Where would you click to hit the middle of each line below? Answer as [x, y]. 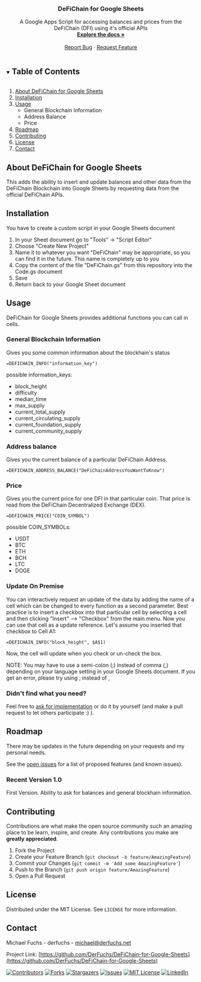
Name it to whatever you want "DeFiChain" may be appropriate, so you [103, 252]
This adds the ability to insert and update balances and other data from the [99, 182]
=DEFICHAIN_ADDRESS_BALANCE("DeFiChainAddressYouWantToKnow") [85, 471]
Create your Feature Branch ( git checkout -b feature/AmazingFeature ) [103, 857]
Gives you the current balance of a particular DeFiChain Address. [87, 460]
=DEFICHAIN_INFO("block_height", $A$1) [56, 642]
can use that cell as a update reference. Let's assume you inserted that [94, 625]
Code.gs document [39, 271]
